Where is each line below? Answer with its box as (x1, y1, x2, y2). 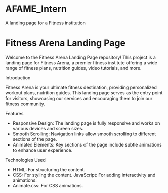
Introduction (5, 74, 31, 81)
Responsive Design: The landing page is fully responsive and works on (12, 120, 160, 126)
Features (5, 110, 24, 116)
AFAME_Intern (5, 3, 67, 15)
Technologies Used (5, 157, 46, 163)
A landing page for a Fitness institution (5, 20, 86, 26)
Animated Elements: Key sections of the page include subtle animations (12, 141, 162, 148)
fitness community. (5, 101, 46, 107)
